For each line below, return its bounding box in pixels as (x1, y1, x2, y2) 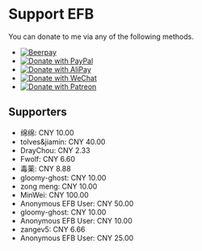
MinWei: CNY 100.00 (19, 189, 89, 199)
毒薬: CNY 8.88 (19, 164, 71, 173)
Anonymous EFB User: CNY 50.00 (19, 198, 134, 208)
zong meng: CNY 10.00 (19, 181, 98, 191)
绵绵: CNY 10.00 (19, 127, 74, 138)
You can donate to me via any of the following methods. (8, 32, 194, 41)
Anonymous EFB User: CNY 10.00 (19, 215, 133, 225)
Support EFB (8, 5, 95, 23)
